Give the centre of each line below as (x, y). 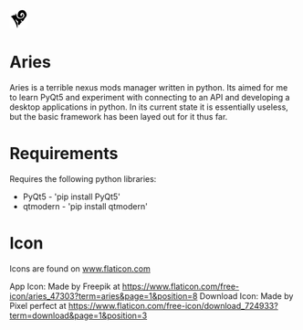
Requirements (64, 154)
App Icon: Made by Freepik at (65, 286)
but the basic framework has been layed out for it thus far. (119, 116)
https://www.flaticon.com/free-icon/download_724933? (173, 305)
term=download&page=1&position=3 (78, 315)
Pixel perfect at (38, 305)
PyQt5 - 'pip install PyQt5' (72, 197)
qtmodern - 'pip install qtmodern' (85, 206)
